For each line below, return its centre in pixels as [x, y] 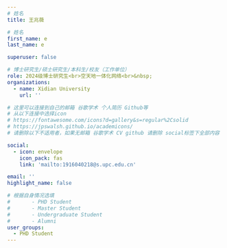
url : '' [30, 95]
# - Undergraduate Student [55, 214]
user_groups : [26, 227]
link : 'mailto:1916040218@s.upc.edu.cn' [78, 164]
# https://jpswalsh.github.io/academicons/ [70, 127]
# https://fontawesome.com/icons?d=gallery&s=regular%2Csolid [98, 121]
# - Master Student [44, 208]
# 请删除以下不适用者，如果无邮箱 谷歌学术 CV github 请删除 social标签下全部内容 [113, 133]
